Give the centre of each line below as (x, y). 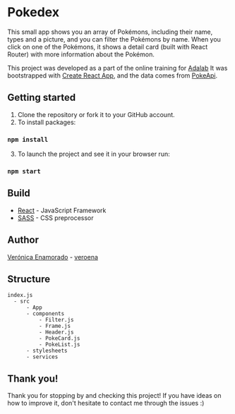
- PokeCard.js (59, 339)
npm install (28, 139)
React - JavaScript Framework (62, 210)
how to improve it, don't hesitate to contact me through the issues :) (106, 403)
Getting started (42, 98)
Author (23, 240)
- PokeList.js (59, 345)
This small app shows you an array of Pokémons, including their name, (110, 32)
